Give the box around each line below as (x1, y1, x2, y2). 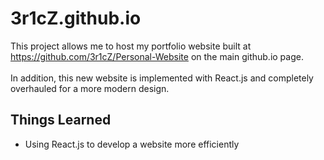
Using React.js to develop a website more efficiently (24, 138, 240, 150)
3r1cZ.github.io (10, 7, 142, 30)
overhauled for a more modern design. (10, 82, 170, 94)
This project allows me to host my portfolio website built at (10, 40, 252, 52)
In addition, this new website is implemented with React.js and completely (10, 72, 314, 84)
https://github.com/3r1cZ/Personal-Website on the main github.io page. (10, 50, 304, 62)
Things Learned (10, 112, 112, 129)
